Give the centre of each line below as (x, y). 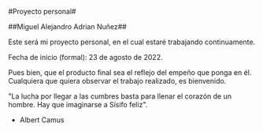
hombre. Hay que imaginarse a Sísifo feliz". (78, 105)
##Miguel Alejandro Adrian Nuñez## (68, 26)
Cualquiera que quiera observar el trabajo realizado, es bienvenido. (117, 81)
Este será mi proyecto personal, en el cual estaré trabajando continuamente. (132, 42)
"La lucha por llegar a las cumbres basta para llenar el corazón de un (120, 96)
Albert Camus (42, 120)
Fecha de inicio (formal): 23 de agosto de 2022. (85, 57)
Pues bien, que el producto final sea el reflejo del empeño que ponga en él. (130, 73)
